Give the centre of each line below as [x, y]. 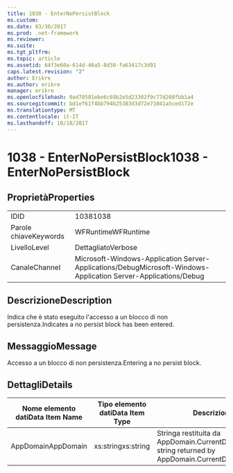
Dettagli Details [40, 385]
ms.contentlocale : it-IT [43, 116]
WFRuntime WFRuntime [113, 231]
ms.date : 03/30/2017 [37, 26]
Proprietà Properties [51, 198]
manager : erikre [31, 91]
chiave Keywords [37, 236]
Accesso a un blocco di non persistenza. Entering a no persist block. [104, 363]
